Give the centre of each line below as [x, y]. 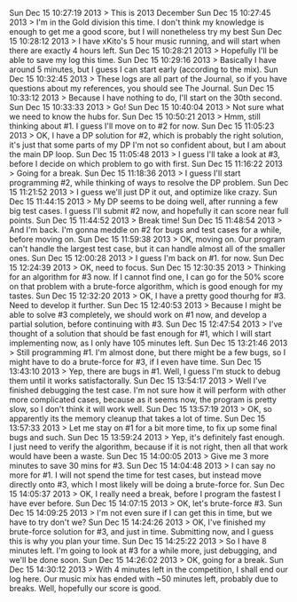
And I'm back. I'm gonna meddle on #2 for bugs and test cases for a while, [145, 230]
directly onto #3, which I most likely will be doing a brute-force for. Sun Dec [147, 484]
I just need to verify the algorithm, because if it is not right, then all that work [148, 447]
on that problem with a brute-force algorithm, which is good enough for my [146, 286]
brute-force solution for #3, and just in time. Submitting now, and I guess [142, 531]
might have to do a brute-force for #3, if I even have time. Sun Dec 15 [135, 362]
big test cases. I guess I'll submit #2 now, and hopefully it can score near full [149, 211]
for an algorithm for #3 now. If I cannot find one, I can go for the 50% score [147, 277]
